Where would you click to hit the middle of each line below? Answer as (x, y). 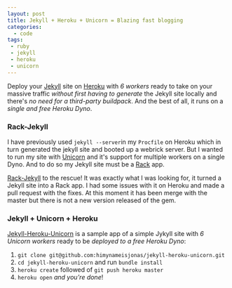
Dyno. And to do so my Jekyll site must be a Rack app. (86, 164)
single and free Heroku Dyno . (50, 108)
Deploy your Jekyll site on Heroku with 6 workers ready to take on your (110, 86)
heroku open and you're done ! (60, 277)
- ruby (20, 46)
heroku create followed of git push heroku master (90, 270)
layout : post (26, 14)
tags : (15, 40)
